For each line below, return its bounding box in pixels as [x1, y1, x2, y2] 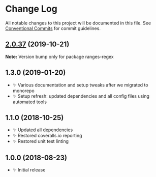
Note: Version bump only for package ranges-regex [5, 53, 114, 60]
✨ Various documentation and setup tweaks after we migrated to [12, 82, 148, 88]
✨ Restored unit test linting [12, 138, 69, 144]
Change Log [5, 3, 57, 15]
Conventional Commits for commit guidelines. [5, 25, 101, 31]
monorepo [12, 87, 35, 94]
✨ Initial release [12, 167, 46, 173]
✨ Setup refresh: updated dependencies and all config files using [12, 93, 150, 99]
